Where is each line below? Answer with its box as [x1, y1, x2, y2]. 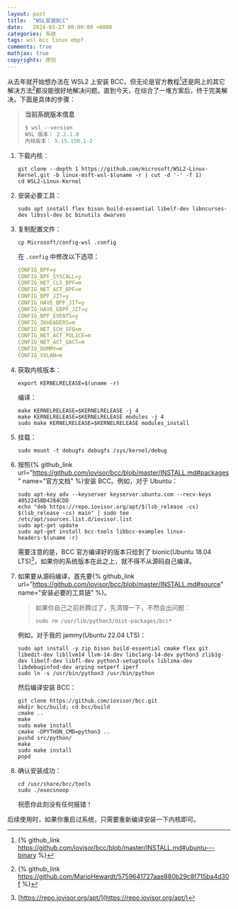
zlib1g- [201, 651, 225, 658]
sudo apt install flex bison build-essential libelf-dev [17, 205, 190, 213]
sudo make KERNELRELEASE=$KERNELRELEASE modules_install [17, 419, 190, 427]
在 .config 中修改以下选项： [17, 252, 100, 261]
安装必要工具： [17, 191, 62, 199]
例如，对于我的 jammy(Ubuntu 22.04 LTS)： [17, 631, 147, 639]
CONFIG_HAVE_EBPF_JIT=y [17, 305, 89, 312]
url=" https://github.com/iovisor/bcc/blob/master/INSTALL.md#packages [17, 468, 229, 477]
